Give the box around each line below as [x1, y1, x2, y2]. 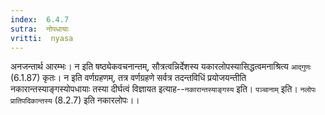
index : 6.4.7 [10, 14, 70, 25]
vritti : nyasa [10, 33, 74, 43]
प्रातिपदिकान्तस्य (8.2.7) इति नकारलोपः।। [10, 94, 140, 106]
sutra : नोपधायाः [10, 24, 70, 34]
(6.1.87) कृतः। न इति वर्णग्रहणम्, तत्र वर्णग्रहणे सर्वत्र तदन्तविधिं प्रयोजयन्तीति [10, 72, 247, 84]
